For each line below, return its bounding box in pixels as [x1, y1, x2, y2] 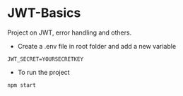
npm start [7, 81, 37, 89]
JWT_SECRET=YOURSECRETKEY [7, 55, 83, 63]
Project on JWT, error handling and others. [7, 28, 132, 37]
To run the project [17, 68, 70, 76]
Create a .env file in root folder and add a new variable [17, 42, 177, 50]
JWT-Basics [7, 5, 81, 21]
